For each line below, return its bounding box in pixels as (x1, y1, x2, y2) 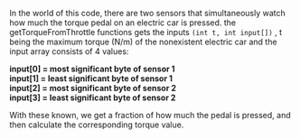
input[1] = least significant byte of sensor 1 (9, 73, 173, 84)
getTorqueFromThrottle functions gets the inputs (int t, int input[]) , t (9, 27, 283, 37)
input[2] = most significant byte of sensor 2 (9, 83, 176, 93)
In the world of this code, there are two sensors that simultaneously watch (9, 8, 286, 18)
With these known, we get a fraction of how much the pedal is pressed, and (9, 110, 291, 120)
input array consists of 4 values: (9, 46, 129, 57)
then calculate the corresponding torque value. (9, 119, 184, 130)
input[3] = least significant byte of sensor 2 (9, 92, 176, 103)
